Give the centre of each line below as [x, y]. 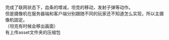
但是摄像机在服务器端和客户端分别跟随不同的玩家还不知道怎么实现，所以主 [82, 13]
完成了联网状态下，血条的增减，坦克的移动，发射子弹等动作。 [69, 7]
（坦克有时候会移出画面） [32, 26]
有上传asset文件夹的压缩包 [33, 32]
